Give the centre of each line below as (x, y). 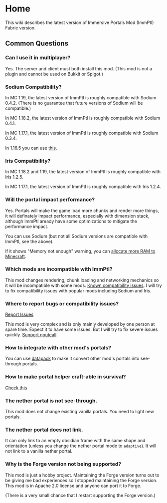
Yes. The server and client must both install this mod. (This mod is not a (79, 68)
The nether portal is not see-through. (51, 401)
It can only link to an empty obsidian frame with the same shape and (75, 441)
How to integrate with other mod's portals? (58, 348)
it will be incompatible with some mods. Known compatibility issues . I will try (83, 285)
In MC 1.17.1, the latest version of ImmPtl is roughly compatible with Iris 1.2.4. (83, 187)
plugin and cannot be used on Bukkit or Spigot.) (54, 74)
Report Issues (19, 314)
